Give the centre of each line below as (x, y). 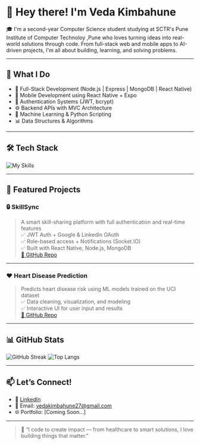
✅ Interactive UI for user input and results (72, 308)
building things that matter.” (54, 436)
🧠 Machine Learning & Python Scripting (63, 114)
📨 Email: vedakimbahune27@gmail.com (63, 406)
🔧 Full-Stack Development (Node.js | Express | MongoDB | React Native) (103, 89)
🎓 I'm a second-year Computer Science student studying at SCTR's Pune (97, 29)
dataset (30, 295)
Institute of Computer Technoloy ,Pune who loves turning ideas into (89, 37)
